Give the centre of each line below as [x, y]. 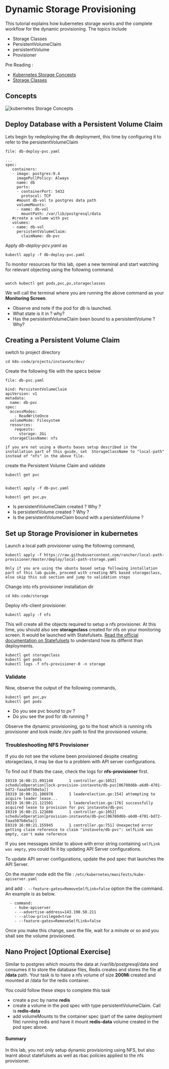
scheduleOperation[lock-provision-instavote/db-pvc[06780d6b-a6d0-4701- [84, 785]
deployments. [20, 646]
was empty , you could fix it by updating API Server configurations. [73, 849]
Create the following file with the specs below [53, 371]
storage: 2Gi [32, 434]
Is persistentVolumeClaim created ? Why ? [57, 507]
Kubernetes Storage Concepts [44, 74]
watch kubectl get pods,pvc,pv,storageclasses [55, 283]
